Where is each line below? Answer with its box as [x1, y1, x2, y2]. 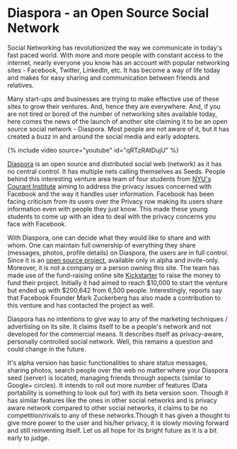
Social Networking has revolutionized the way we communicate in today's [7, 43, 223, 52]
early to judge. [7, 433, 50, 442]
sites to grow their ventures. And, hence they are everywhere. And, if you [7, 102, 221, 110]
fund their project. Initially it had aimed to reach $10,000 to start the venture [7, 278, 228, 287]
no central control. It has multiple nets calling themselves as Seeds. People [7, 167, 226, 175]
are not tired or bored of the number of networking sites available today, [7, 110, 218, 118]
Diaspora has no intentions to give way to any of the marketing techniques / [7, 315, 228, 323]
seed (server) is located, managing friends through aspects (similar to [7, 373, 211, 382]
